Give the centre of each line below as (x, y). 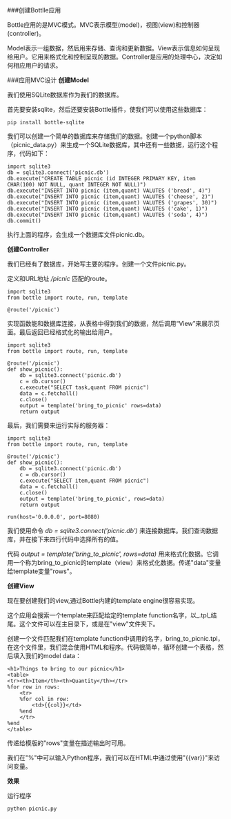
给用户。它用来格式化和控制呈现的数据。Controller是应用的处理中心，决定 (112, 57)
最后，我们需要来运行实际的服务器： (59, 425)
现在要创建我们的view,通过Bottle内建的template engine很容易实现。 (103, 600)
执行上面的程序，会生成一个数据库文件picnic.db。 (78, 234)
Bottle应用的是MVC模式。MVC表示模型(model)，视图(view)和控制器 (103, 25)
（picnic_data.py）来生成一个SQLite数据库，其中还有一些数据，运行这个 (110, 145)
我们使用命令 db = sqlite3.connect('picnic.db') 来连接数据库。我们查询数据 (113, 531)
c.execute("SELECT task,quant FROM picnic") (84, 387)
